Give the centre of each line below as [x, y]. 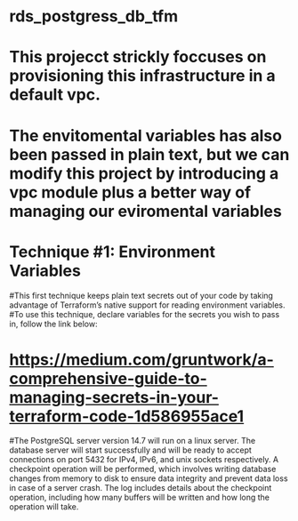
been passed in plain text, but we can [149, 154]
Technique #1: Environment [113, 252]
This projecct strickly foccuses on [138, 57]
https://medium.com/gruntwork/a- [141, 360]
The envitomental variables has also [146, 136]
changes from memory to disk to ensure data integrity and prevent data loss [149, 478]
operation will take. [44, 507]
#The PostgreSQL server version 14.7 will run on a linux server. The [133, 441]
